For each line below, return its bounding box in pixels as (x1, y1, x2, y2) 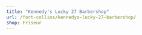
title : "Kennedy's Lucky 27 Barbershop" (6, 8, 110, 15)
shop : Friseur (6, 20, 42, 26)
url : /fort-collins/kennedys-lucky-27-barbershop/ (6, 14, 137, 20)
